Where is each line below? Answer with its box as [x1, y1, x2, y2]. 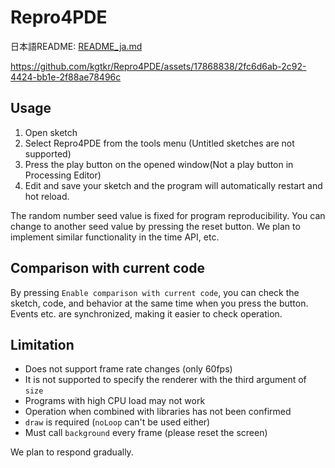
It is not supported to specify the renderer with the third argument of [24, 374, 307, 386]
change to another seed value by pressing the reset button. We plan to [10, 220, 301, 232]
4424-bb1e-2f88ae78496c [10, 71, 122, 83]
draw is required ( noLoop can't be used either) [24, 416, 211, 428]
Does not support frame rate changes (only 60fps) [24, 363, 233, 375]
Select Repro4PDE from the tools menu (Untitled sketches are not [24, 137, 295, 149]
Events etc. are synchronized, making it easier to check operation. [10, 307, 283, 320]
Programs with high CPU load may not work [24, 395, 206, 407]
